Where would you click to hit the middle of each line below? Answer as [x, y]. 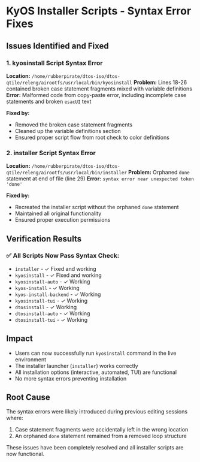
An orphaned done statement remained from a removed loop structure [101, 436]
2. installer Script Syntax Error [51, 153]
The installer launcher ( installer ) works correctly [77, 366]
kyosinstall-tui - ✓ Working [51, 300]
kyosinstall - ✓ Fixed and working [58, 275]
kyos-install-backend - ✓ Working [58, 294]
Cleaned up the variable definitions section [68, 131]
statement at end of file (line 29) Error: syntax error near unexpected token [100, 179]
